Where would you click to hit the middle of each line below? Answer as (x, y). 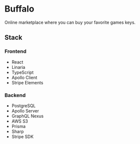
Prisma (19, 126)
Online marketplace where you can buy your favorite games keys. (70, 22)
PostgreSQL (23, 106)
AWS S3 (20, 121)
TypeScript (23, 72)
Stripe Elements (27, 82)
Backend (15, 95)
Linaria (18, 67)
